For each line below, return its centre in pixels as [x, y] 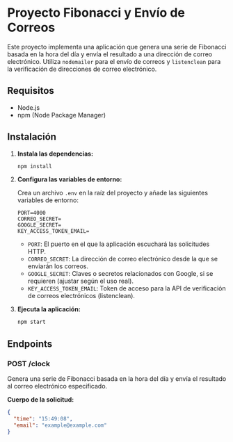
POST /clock [29, 363]
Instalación [32, 137]
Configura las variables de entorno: [70, 179]
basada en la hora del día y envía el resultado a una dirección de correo [110, 54]
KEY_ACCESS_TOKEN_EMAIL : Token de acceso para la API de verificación [127, 288]
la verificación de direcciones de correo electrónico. [82, 69]
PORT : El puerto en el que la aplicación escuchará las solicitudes [119, 244]
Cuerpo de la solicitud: [41, 400]
